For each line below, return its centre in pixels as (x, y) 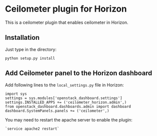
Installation (22, 38)
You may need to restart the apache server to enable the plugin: (69, 119)
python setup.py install (30, 58)
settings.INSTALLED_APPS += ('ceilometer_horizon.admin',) (66, 102)
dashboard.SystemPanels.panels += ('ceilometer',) (57, 111)
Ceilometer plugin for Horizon (66, 9)
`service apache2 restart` (32, 129)
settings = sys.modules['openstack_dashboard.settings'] (64, 98)
